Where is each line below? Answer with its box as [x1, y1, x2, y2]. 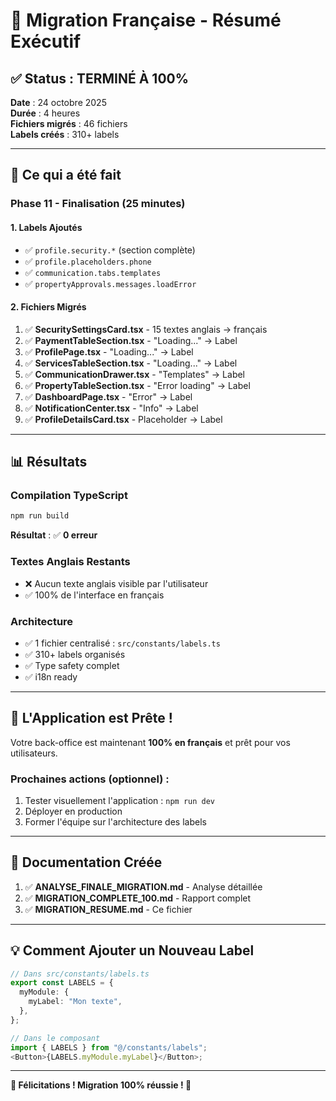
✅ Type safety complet [24, 659, 120, 671]
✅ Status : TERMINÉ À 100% [10, 70, 190, 87]
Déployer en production [24, 805, 123, 817]
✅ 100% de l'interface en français [24, 589, 165, 601]
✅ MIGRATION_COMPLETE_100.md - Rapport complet [24, 892, 252, 904]
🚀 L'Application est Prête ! [10, 710, 173, 727]
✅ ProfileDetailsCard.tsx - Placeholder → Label [24, 413, 223, 425]
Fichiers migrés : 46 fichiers [10, 118, 128, 129]
